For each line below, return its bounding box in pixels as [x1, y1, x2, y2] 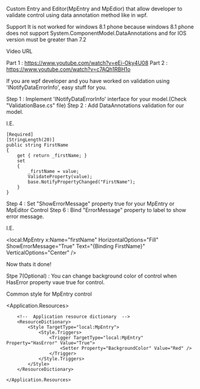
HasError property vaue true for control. [6, 279, 105, 285]
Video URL [6, 48, 33, 55]
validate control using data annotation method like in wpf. [6, 11, 148, 19]
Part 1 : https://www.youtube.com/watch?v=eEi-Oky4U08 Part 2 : [6, 60, 168, 66]
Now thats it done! [6, 261, 52, 267]
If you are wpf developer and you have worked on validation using [6, 78, 170, 84]
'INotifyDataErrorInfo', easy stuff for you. [6, 84, 107, 91]
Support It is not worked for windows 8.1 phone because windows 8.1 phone [6, 23, 194, 30]
